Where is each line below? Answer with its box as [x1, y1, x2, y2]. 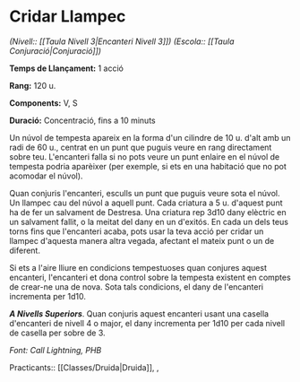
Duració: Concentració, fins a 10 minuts [9, 115, 156, 126]
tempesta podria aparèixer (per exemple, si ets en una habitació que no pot [9, 161, 287, 171]
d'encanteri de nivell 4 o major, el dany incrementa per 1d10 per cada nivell [9, 317, 285, 328]
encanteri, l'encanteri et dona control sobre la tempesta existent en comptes [9, 272, 291, 282]
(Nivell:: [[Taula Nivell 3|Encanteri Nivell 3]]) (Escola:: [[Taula [9, 36, 235, 47]
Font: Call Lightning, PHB [9, 344, 102, 355]
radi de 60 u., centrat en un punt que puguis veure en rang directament [9, 142, 272, 152]
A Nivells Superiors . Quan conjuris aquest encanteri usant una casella [9, 308, 270, 319]
